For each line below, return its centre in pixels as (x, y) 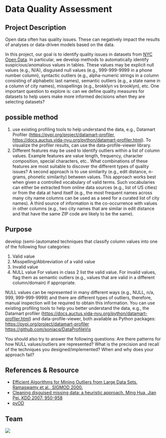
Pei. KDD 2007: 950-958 (37, 398)
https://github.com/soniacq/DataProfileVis (48, 329)
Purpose (19, 229)
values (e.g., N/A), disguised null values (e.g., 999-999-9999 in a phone (79, 70)
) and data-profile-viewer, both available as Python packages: (93, 318)
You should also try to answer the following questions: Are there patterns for (83, 339)
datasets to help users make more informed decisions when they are (75, 96)
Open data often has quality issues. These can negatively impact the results (83, 39)
